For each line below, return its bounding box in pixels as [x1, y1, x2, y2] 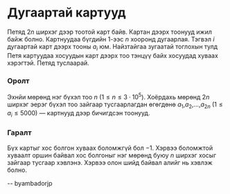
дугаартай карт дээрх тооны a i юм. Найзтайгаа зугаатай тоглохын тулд [7, 42, 218, 52]
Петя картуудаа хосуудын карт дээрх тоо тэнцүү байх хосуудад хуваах [7, 51, 218, 59]
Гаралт [7, 128, 33, 137]
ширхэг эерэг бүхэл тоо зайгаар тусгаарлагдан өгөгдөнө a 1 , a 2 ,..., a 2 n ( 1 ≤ [7, 100, 223, 110]
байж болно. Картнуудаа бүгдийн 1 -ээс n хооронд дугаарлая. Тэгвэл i [7, 35, 215, 43]
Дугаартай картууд [7, 5, 126, 21]
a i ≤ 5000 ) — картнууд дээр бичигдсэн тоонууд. [7, 109, 150, 119]
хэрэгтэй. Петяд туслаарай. [7, 59, 90, 67]
